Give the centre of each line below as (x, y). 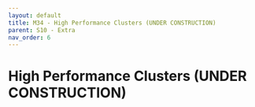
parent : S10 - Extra (42, 30)
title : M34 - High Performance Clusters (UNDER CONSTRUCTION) (112, 23)
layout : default (35, 15)
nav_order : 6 (30, 37)
